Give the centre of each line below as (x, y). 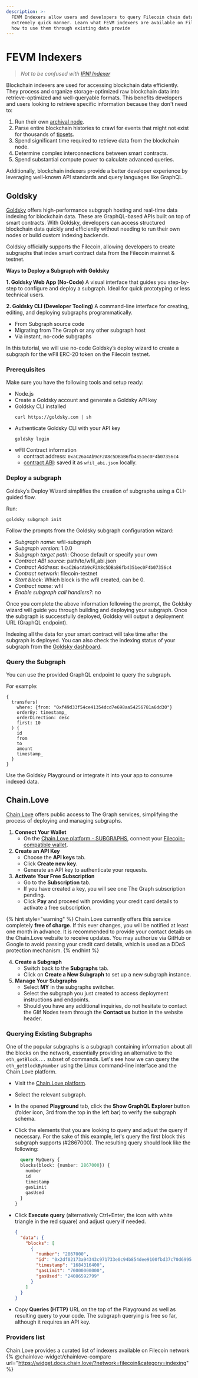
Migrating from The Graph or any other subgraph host (80, 330)
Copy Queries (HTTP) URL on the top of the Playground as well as (95, 1309)
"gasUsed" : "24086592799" (68, 1276)
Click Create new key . (50, 863)
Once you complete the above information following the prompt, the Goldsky (99, 603)
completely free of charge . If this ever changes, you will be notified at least (97, 925)
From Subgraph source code (49, 324)
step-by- (179, 282)
